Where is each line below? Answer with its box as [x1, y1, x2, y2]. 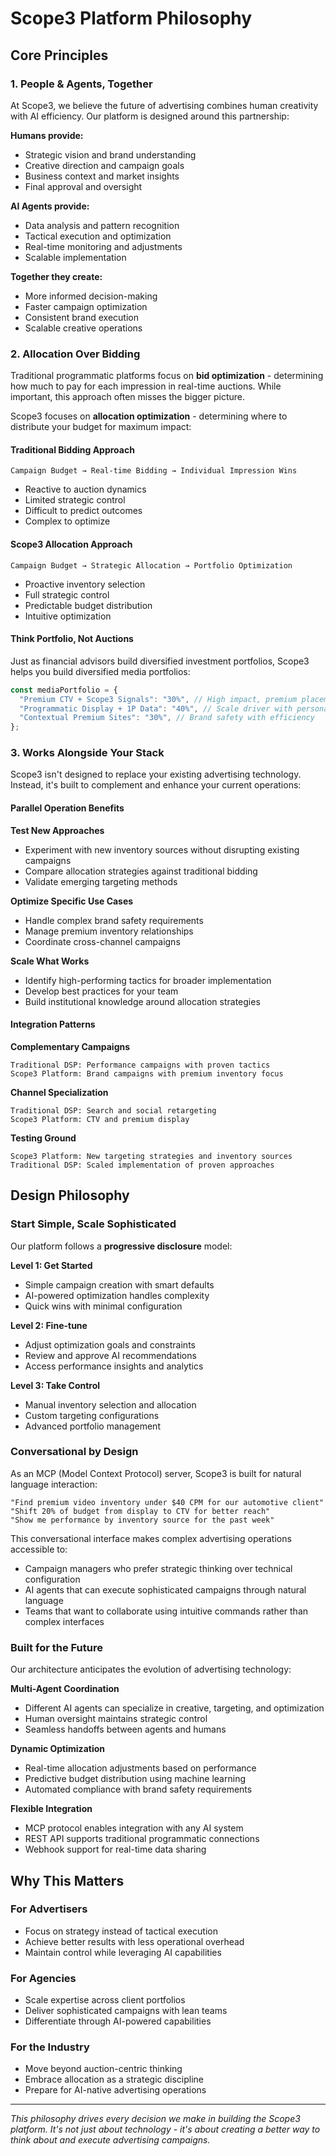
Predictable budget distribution [24, 599, 153, 611]
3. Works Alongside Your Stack [10, 746, 165, 760]
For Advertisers [10, 1902, 88, 1916]
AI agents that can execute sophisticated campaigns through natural [24, 1583, 307, 1596]
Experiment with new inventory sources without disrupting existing [24, 843, 300, 856]
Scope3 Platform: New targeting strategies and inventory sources [10, 1151, 293, 1161]
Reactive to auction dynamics [24, 483, 147, 496]
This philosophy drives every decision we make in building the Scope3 [10, 2113, 301, 2125]
